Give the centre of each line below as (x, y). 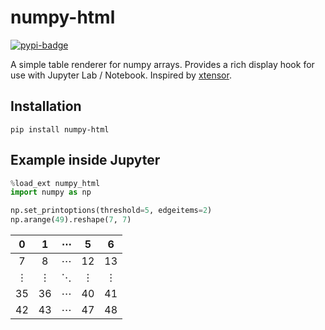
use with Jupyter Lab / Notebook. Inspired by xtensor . (121, 75)
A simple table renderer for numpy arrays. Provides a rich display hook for (162, 64)
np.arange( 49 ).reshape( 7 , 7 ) (71, 220)
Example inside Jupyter (85, 160)
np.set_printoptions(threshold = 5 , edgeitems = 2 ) (111, 211)
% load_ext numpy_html (55, 183)
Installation (46, 106)
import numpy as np (51, 192)
